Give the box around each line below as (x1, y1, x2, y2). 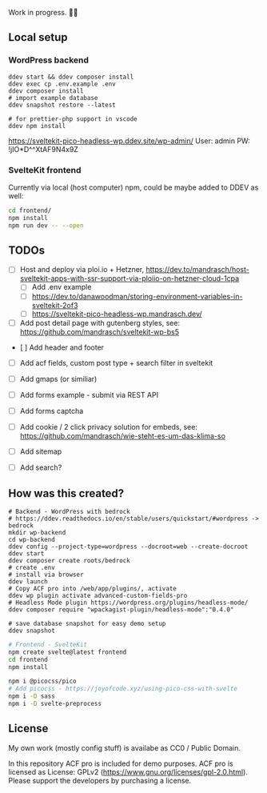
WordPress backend (8, 54, 90, 66)
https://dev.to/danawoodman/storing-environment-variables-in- (31, 291, 243, 301)
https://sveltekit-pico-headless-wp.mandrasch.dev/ (31, 309, 202, 318)
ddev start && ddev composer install (8, 73, 134, 81)
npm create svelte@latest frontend (8, 648, 127, 656)
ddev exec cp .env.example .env (8, 80, 116, 88)
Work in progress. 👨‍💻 (8, 8, 78, 17)
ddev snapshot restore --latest (8, 101, 116, 109)
